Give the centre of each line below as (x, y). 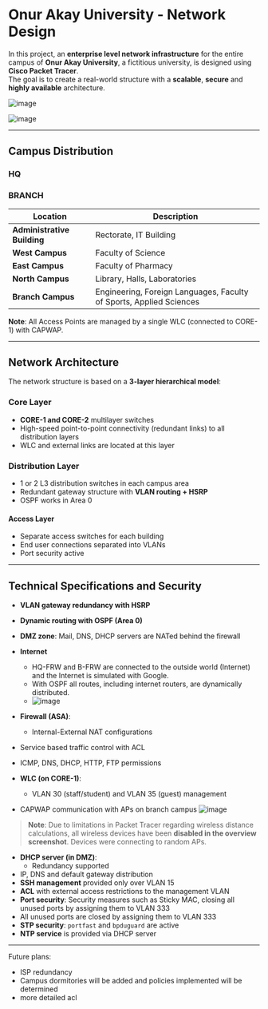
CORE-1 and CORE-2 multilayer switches (87, 419)
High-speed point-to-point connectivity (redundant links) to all (122, 428)
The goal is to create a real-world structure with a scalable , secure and (126, 79)
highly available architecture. (57, 87)
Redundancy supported (70, 865)
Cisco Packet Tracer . (43, 70)
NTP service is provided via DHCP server (88, 933)
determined (39, 989)
